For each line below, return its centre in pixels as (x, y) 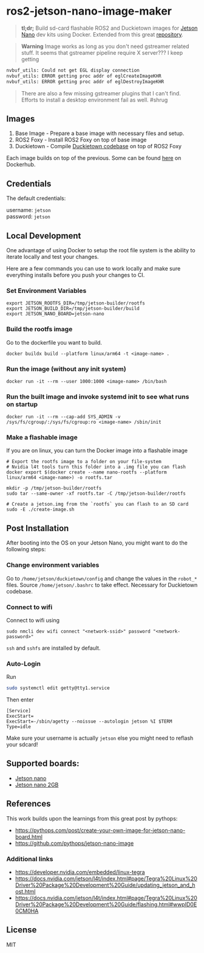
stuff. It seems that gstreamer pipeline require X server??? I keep (102, 52)
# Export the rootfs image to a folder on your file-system (84, 462)
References (29, 804)
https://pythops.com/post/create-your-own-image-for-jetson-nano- (100, 830)
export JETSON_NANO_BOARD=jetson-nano (55, 314)
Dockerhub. (21, 165)
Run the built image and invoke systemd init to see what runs (98, 396)
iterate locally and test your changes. (53, 257)
